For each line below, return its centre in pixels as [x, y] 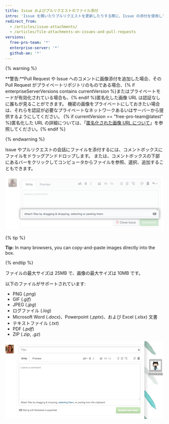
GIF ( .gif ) [22, 299]
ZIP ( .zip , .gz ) [26, 334]
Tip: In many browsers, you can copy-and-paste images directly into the [80, 248]
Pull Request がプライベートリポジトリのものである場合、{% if [70, 85]
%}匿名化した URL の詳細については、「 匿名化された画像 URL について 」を [82, 123]
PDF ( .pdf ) [23, 329]
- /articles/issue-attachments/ [44, 27]
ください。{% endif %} [42, 129]
